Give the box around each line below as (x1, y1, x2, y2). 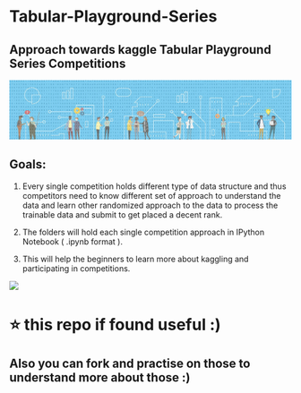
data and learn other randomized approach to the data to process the (21, 200, 279, 210)
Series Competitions (9, 56, 126, 71)
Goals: (9, 157, 47, 172)
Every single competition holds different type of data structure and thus (21, 181, 287, 192)
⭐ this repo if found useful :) (9, 314, 221, 335)
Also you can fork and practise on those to (9, 356, 251, 372)
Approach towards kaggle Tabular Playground (9, 42, 271, 57)
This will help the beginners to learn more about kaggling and (21, 253, 249, 264)
